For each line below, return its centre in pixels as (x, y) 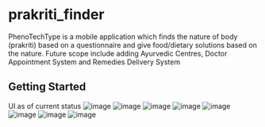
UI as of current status (45, 106)
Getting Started (47, 87)
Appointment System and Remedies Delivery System (94, 62)
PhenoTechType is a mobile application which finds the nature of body (123, 37)
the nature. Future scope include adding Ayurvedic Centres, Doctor (118, 53)
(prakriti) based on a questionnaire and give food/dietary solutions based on (133, 44)
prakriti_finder (56, 15)
